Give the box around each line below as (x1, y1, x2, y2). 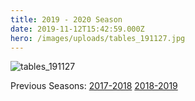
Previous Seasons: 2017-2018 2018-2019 (10, 80, 178, 92)
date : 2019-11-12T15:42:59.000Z (10, 24, 145, 34)
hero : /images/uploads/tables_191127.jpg (10, 33, 186, 43)
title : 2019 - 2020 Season (10, 14, 123, 25)
